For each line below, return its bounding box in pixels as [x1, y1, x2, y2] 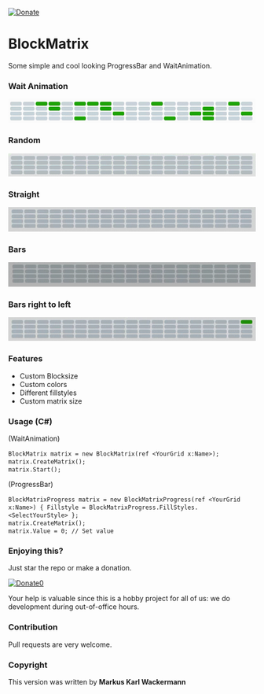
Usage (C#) [8, 415, 53, 426]
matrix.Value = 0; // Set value [8, 527, 114, 535]
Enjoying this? [8, 545, 64, 556]
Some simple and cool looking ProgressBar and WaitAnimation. [8, 61, 212, 70]
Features [8, 353, 43, 364]
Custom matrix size [19, 396, 82, 405]
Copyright [8, 659, 48, 670]
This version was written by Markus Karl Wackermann [8, 677, 186, 686]
